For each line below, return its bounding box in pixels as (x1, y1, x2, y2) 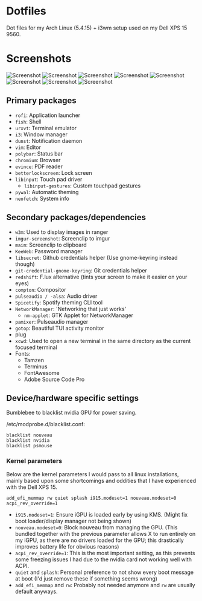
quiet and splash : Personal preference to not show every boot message (14, 568, 194, 576)
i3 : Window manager (14, 131, 68, 138)
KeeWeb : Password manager (14, 247, 83, 254)
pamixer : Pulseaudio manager (14, 318, 89, 325)
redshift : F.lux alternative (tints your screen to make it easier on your (14, 273, 188, 280)
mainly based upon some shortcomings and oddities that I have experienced (6, 477, 197, 484)
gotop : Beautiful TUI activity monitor (14, 324, 104, 332)
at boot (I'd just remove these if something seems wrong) (14, 574, 158, 582)
